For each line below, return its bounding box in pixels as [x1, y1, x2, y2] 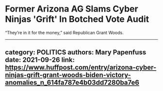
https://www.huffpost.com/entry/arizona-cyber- [5, 63, 157, 72]
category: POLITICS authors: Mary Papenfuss [5, 48, 147, 57]
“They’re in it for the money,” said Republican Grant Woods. [5, 30, 124, 35]
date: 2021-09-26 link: [5, 56, 75, 64]
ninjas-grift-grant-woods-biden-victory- [5, 71, 131, 79]
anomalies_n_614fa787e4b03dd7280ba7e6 [5, 78, 140, 87]
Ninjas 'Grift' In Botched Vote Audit [5, 14, 149, 25]
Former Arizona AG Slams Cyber [5, 3, 138, 15]
